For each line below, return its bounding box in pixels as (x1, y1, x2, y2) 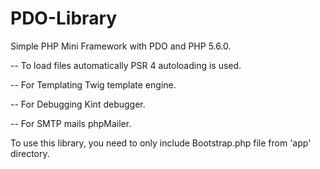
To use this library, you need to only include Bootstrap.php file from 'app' (10, 137, 312, 149)
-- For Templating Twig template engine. (10, 78, 177, 91)
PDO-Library (10, 7, 118, 30)
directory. (10, 147, 50, 159)
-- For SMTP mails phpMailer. (10, 117, 132, 129)
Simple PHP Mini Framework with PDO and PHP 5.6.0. (10, 40, 232, 52)
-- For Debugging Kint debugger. (10, 98, 146, 110)
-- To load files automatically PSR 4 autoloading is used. (10, 59, 242, 71)
